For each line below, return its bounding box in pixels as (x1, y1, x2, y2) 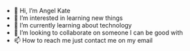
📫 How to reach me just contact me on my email (13, 37, 153, 44)
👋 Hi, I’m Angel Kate (13, 7, 70, 14)
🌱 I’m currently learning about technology (13, 21, 133, 29)
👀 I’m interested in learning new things (13, 14, 123, 22)
